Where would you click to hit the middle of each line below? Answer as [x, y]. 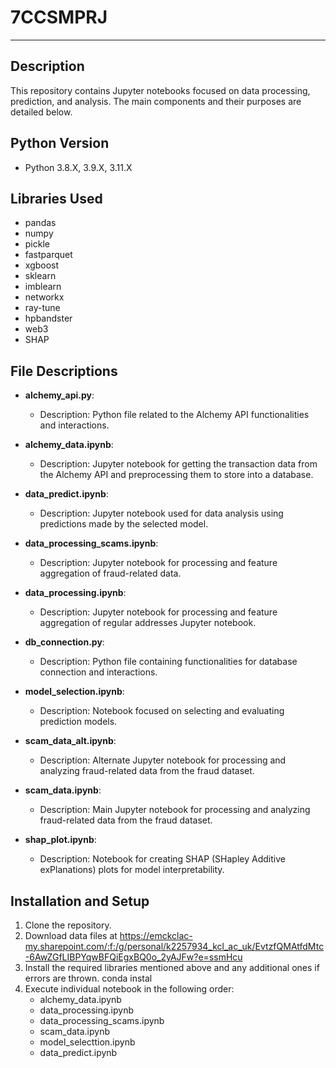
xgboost [42, 265]
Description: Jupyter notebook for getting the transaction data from [178, 464]
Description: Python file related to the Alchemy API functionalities [174, 415]
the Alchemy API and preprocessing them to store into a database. [176, 475]
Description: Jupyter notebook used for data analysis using [161, 513]
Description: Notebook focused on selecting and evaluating [162, 711]
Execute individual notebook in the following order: [129, 989]
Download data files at [71, 935]
